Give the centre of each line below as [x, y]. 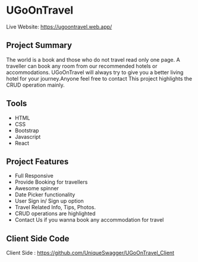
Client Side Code [38, 239]
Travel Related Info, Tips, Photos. [55, 207]
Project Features [37, 162]
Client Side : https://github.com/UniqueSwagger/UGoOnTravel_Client [90, 253]
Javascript [28, 136]
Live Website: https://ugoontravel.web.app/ [59, 27]
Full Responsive [34, 176]
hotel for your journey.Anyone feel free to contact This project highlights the [99, 78]
